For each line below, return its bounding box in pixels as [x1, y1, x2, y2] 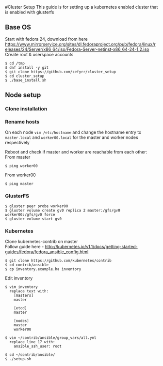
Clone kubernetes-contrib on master [5, 239, 78, 244]
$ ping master [5, 182, 34, 186]
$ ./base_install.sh [5, 77, 47, 83]
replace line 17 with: [9, 340, 55, 345]
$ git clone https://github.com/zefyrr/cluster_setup [5, 69, 116, 74]
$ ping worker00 [5, 164, 38, 168]
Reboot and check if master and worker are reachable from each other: [5, 149, 147, 155]
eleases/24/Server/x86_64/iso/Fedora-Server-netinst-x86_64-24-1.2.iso [5, 46, 149, 52]
